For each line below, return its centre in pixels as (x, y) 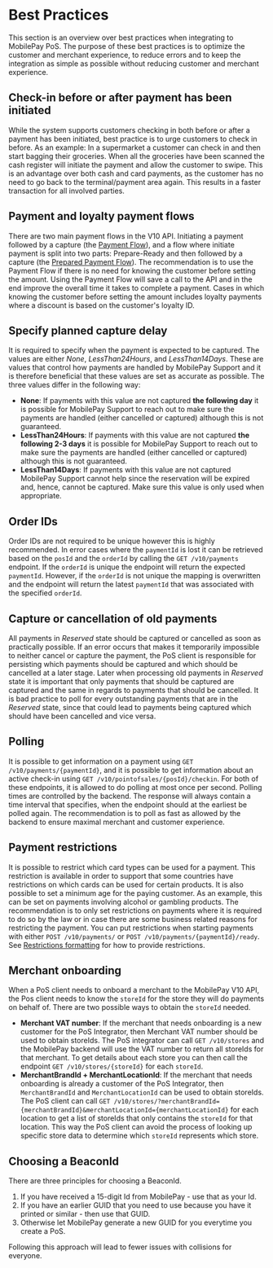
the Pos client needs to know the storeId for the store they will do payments (136, 998)
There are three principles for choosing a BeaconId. (95, 1181)
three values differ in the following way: (75, 385)
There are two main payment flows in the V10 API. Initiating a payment (126, 236)
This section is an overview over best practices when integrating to (121, 37)
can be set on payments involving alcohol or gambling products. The (123, 902)
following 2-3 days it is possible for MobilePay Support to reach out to (139, 444)
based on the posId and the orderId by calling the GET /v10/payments (123, 559)
